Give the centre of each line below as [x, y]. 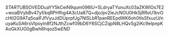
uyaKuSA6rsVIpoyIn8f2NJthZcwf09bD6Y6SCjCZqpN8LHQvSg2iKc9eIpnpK [84, 23]
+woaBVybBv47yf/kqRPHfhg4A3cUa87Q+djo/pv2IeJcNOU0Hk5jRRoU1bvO [84, 13]
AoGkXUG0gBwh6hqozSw [33, 29]
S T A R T [12, 7]
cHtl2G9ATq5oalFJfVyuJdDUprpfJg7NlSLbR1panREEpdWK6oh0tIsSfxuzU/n [84, 18]
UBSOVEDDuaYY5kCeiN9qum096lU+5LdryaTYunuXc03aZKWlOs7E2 [92, 7]
